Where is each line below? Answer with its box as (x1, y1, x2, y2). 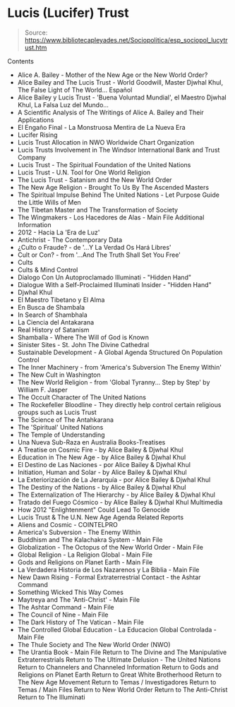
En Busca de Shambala (17, 303, 85, 311)
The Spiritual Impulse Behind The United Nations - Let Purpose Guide (17, 191, 220, 199)
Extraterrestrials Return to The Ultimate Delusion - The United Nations (17, 655, 221, 664)
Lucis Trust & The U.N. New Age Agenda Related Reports (17, 513, 184, 521)
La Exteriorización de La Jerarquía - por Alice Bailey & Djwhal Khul (17, 475, 211, 484)
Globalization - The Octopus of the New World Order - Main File (17, 543, 203, 551)
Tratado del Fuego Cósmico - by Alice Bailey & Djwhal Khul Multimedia (17, 497, 223, 506)
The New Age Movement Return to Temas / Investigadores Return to (17, 677, 217, 686)
